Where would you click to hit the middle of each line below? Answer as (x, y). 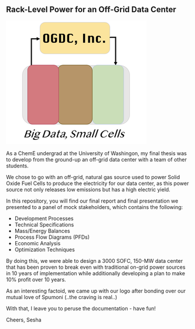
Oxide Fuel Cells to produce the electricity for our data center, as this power (97, 183)
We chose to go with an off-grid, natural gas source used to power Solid (93, 177)
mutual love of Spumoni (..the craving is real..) (61, 297)
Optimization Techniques (45, 249)
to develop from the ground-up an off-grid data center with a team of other (97, 159)
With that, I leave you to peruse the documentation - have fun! (81, 308)
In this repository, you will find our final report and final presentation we (92, 201)
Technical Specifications (44, 224)
